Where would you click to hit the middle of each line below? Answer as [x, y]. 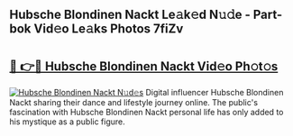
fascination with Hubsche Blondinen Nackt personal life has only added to [146, 112]
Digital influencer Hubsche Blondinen [215, 92]
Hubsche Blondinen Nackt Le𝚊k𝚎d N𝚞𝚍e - [130, 15]
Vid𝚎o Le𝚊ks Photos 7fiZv [109, 29]
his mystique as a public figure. [68, 122]
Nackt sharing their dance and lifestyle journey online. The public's [134, 102]
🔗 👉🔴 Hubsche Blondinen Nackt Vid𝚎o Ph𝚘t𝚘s [144, 66]
